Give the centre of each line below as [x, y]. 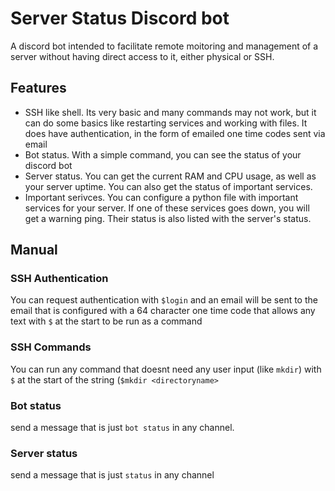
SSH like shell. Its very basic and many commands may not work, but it [170, 112]
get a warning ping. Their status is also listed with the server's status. [168, 218]
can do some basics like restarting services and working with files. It [166, 123]
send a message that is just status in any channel [112, 475]
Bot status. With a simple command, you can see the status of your [163, 154]
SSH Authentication [59, 279]
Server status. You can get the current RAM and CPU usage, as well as [170, 176]
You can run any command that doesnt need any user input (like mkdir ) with [166, 369]
